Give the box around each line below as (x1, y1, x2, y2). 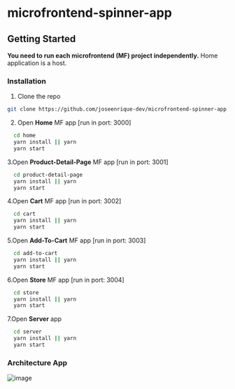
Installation (7, 76, 47, 86)
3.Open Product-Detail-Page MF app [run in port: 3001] (7, 158, 169, 166)
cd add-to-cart (13, 250, 58, 257)
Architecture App (7, 357, 68, 367)
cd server (13, 328, 42, 336)
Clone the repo (17, 93, 61, 101)
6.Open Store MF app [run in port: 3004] (7, 275, 124, 284)
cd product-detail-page (13, 171, 83, 178)
